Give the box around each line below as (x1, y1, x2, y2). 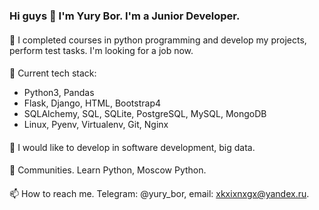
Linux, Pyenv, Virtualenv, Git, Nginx (23, 119, 169, 131)
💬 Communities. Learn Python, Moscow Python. (9, 164, 207, 176)
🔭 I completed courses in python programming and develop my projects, (9, 34, 307, 46)
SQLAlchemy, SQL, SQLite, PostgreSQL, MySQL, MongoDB (23, 108, 267, 120)
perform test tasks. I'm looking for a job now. (9, 44, 194, 56)
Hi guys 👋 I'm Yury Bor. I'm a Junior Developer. (9, 9, 241, 23)
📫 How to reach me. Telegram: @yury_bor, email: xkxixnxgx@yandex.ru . (9, 187, 310, 199)
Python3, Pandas (23, 87, 95, 99)
